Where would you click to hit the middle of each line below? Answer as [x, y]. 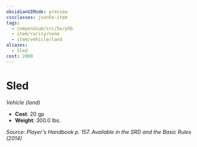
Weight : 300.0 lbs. [38, 120]
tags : [13, 23]
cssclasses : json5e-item [37, 17]
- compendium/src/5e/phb [42, 28]
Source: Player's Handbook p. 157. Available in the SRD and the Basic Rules [99, 131]
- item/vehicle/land [37, 39]
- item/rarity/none [36, 34]
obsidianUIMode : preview [37, 12]
